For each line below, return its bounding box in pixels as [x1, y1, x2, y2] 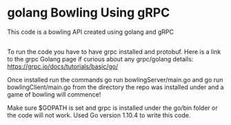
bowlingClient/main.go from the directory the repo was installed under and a [7, 83, 224, 91]
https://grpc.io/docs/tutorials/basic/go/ [7, 62, 119, 70]
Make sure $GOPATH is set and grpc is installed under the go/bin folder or [7, 104, 219, 112]
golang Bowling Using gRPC [7, 5, 170, 21]
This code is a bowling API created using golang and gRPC [7, 28, 174, 36]
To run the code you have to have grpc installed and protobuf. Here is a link [7, 48, 221, 56]
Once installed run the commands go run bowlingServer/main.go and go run [7, 76, 223, 84]
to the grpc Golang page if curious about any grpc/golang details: [7, 55, 194, 64]
